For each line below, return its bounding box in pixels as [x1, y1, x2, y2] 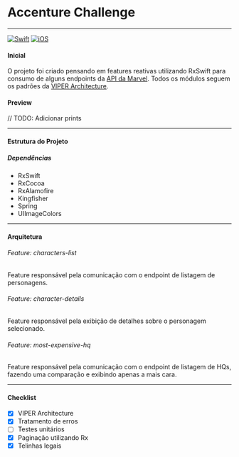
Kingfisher [17, 194, 48, 202]
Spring [17, 201, 38, 210]
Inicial [7, 51, 26, 59]
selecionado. [7, 324, 46, 332]
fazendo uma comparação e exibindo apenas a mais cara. [7, 370, 177, 379]
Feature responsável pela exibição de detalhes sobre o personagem [7, 317, 206, 325]
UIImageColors [17, 209, 62, 217]
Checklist [7, 393, 37, 401]
